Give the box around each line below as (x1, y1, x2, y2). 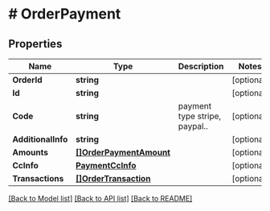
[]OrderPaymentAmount (75, 147, 171, 158)
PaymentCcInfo (75, 160, 137, 171)
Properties (8, 37, 63, 51)
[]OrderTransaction (75, 173, 151, 184)
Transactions (12, 173, 64, 184)
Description (178, 61, 224, 72)
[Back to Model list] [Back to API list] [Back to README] (8, 194, 193, 203)
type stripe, (178, 110, 222, 122)
